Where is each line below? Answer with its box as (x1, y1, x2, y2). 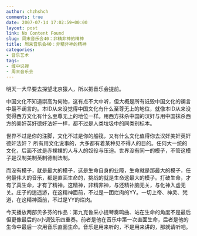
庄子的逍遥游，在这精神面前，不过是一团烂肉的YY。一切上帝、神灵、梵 (16, 189, 188, 196)
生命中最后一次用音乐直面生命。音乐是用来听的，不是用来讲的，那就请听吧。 (6, 224, 191, 231)
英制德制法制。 (36, 154, 73, 161)
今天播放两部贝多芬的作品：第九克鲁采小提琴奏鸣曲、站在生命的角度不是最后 (6, 209, 191, 216)
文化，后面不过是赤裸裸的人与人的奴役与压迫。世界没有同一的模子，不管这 (6, 147, 186, 154)
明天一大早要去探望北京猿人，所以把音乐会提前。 (6, 86, 124, 93)
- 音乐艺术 (6, 52, 29, 58)
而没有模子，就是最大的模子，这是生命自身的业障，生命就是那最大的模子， (6, 167, 186, 174)
